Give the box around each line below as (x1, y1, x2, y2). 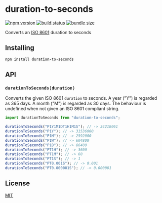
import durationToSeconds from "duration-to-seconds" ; (5, 115, 121, 121)
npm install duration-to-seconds (5, 57, 74, 62)
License (5, 179, 30, 188)
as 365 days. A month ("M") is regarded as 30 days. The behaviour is (5, 100, 147, 107)
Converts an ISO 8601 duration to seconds (5, 29, 91, 35)
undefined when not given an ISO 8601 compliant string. (5, 106, 120, 112)
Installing (5, 43, 35, 52)
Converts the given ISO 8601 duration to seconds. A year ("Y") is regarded (5, 95, 157, 101)
